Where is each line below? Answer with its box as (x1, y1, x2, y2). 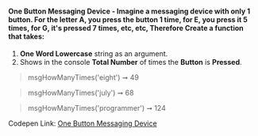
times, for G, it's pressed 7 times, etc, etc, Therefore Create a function (8, 23, 244, 32)
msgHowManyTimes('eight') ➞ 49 (27, 73, 139, 82)
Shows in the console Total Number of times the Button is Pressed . (19, 58, 242, 67)
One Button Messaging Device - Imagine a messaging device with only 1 (8, 6, 251, 16)
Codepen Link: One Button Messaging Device (8, 119, 157, 128)
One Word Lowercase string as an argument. (19, 49, 168, 59)
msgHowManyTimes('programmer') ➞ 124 (27, 104, 167, 113)
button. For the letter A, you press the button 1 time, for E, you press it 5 (8, 14, 248, 24)
